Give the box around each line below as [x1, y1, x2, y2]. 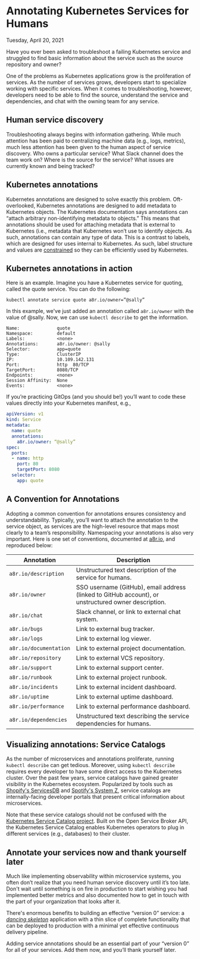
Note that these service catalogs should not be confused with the [6, 811, 167, 818]
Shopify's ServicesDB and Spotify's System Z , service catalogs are [6, 787, 171, 794]
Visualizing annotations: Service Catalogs [6, 739, 165, 749]
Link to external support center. [76, 663, 164, 672]
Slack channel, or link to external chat [76, 607, 181, 616]
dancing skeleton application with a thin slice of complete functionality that [6, 916, 190, 923]
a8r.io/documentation [9, 645, 70, 651]
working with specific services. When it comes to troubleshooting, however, [6, 85, 192, 92]
